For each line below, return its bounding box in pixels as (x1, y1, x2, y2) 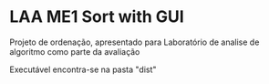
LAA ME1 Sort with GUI (9, 6, 184, 27)
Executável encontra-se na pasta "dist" (9, 64, 157, 75)
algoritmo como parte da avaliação (9, 46, 140, 57)
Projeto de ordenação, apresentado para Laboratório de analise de (9, 37, 260, 47)
